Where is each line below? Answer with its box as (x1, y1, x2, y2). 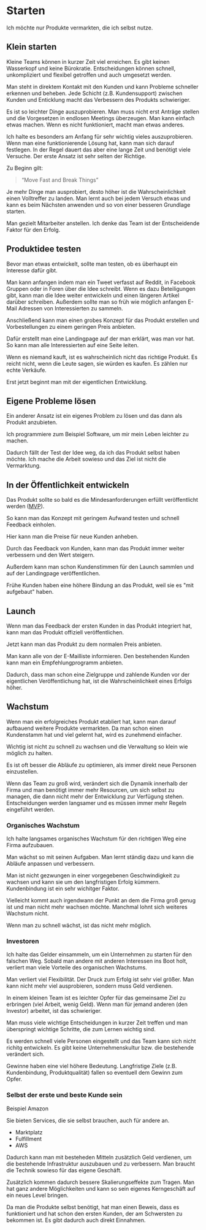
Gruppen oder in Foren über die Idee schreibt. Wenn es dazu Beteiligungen (6, 285, 196, 292)
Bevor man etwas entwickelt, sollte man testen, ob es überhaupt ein (6, 260, 178, 267)
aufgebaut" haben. (6, 588, 54, 596)
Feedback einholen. (6, 521, 56, 528)
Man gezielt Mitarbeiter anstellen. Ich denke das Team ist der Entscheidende (6, 219, 200, 227)
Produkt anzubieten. (6, 418, 58, 426)
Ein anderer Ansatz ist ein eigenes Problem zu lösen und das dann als (6, 412, 183, 420)
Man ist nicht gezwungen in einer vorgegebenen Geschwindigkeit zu (6, 872, 180, 879)
